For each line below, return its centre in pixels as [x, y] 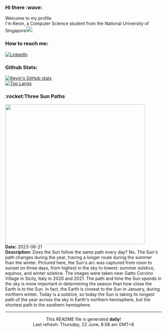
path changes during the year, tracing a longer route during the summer [79, 257]
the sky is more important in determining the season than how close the [79, 284]
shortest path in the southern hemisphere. [48, 305]
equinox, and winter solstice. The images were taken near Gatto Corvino [79, 273]
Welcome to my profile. [29, 18]
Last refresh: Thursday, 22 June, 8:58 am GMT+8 [83, 325]
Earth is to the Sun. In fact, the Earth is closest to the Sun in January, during [83, 289]
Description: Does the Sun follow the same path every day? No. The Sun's [82, 252]
